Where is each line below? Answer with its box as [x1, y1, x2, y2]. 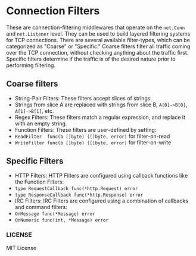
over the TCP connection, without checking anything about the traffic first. [6, 49, 189, 56]
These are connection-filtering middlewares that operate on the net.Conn [6, 24, 185, 31]
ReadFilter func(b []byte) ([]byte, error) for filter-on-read [14, 132, 170, 140]
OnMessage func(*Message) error [14, 211, 95, 217]
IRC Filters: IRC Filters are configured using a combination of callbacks [14, 197, 189, 204]
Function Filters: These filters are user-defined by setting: [14, 126, 157, 133]
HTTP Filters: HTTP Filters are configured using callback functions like [14, 172, 188, 179]
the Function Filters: [14, 178, 64, 185]
